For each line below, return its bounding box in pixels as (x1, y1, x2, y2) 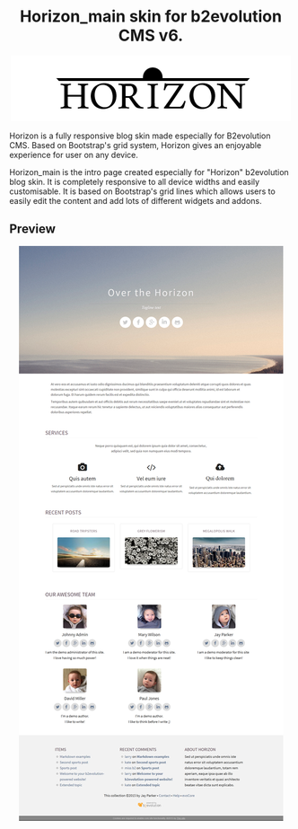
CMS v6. (118, 25, 184, 46)
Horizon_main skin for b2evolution (19, 6, 283, 27)
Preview (9, 222, 57, 237)
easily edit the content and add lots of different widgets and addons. (9, 195, 262, 206)
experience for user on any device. (9, 149, 139, 160)
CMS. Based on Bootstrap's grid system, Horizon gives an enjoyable (9, 139, 262, 150)
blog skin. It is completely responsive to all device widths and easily (9, 176, 260, 187)
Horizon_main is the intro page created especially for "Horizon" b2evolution (9, 166, 289, 177)
